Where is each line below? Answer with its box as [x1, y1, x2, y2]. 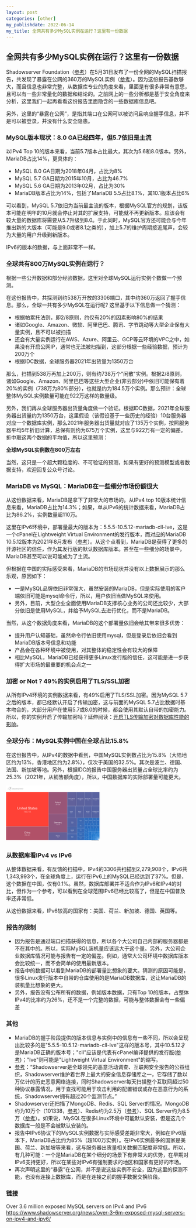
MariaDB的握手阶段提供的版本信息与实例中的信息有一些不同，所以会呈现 [14, 1034, 189, 1041]
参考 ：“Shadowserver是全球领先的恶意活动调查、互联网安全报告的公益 [14, 1063, 185, 1071]
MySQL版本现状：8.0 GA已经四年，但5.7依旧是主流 [6, 133, 152, 142]
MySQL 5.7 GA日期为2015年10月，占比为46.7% [14, 175, 128, 182]
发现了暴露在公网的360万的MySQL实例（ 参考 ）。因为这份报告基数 [21, 76, 179, 83]
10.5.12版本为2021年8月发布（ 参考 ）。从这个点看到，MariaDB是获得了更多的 [6, 538, 188, 545]
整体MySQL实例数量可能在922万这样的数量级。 [6, 392, 120, 399]
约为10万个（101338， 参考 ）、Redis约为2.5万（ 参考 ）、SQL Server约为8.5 [14, 1107, 190, 1114]
